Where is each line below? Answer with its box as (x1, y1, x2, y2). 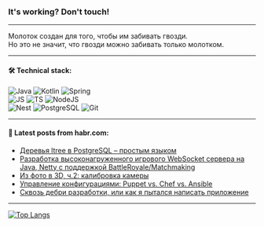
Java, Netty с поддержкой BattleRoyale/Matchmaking (19, 162, 196, 171)
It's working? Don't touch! (8, 6, 110, 17)
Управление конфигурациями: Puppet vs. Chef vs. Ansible (19, 179, 213, 189)
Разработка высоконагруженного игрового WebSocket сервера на (19, 154, 245, 163)
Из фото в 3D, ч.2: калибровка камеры (19, 170, 149, 180)
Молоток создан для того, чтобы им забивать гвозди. (8, 31, 189, 41)
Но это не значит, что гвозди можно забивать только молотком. (8, 40, 225, 49)
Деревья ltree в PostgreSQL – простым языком (19, 145, 177, 155)
